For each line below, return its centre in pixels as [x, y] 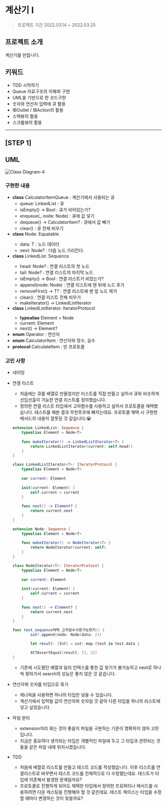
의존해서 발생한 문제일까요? [55, 779]
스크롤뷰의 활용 [27, 122]
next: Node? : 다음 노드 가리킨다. [52, 250]
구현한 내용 [18, 185]
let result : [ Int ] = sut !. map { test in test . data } [85, 644]
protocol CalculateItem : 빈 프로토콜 [48, 347]
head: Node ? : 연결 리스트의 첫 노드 [55, 266]
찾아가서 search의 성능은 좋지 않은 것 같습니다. [70, 673]
